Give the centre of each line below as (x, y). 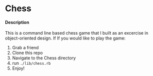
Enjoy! (18, 68)
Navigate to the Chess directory (44, 58)
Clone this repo (27, 53)
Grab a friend (25, 48)
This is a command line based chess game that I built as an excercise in (77, 33)
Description (17, 22)
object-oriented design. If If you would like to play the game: (65, 38)
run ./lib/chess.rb (31, 63)
